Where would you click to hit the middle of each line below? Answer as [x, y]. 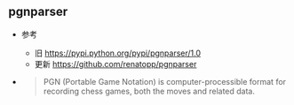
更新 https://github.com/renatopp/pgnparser [115, 64]
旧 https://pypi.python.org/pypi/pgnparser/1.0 [118, 53]
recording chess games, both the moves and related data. [149, 91]
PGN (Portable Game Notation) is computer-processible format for [164, 81]
